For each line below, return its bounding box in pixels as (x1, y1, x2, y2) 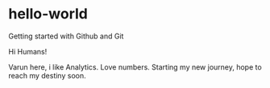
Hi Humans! (8, 46, 48, 56)
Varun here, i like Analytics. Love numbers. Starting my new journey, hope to (8, 62, 262, 72)
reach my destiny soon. (8, 70, 86, 80)
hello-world (8, 5, 89, 23)
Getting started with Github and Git (8, 31, 124, 41)
